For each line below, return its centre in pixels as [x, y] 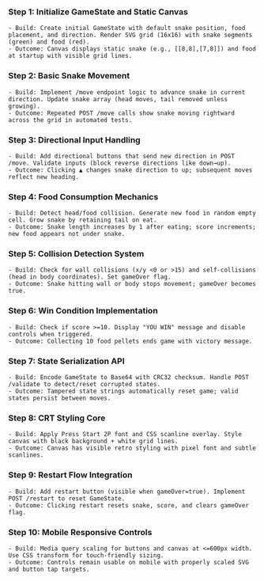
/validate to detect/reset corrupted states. [84, 385]
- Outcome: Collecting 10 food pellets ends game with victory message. [130, 341]
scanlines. [26, 455]
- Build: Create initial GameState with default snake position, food [127, 28]
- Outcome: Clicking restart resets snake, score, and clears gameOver [128, 505]
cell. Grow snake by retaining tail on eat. [83, 220]
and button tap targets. [49, 569]
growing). [25, 106]
